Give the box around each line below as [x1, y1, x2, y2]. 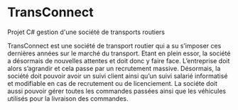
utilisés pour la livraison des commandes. [7, 94, 129, 103]
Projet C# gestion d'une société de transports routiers [7, 28, 166, 36]
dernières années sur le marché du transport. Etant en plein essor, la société [7, 49, 231, 57]
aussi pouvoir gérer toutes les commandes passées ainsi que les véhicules [7, 87, 226, 95]
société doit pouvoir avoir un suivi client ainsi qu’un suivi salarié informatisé [7, 72, 228, 80]
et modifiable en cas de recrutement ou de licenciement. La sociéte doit [7, 79, 218, 87]
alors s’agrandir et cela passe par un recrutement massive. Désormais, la [7, 64, 221, 72]
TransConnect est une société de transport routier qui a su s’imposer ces [7, 41, 222, 50]
